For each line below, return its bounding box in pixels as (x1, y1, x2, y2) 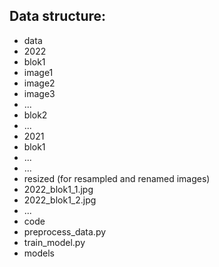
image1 (23, 66, 54, 78)
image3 (23, 87, 56, 99)
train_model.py (23, 236, 86, 248)
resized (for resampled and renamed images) (23, 172, 211, 184)
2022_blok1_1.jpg (23, 183, 94, 195)
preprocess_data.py (23, 225, 107, 238)
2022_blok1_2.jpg (23, 194, 97, 206)
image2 (23, 77, 56, 89)
